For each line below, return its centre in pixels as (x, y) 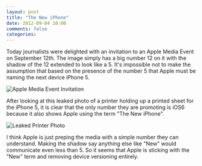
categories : (21, 35)
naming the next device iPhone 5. (48, 78)
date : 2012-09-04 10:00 (36, 23)
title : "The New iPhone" (38, 18)
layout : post (23, 12)
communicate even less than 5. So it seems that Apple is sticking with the (98, 150)
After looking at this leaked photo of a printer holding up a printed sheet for (100, 101)
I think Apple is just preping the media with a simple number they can (93, 138)
